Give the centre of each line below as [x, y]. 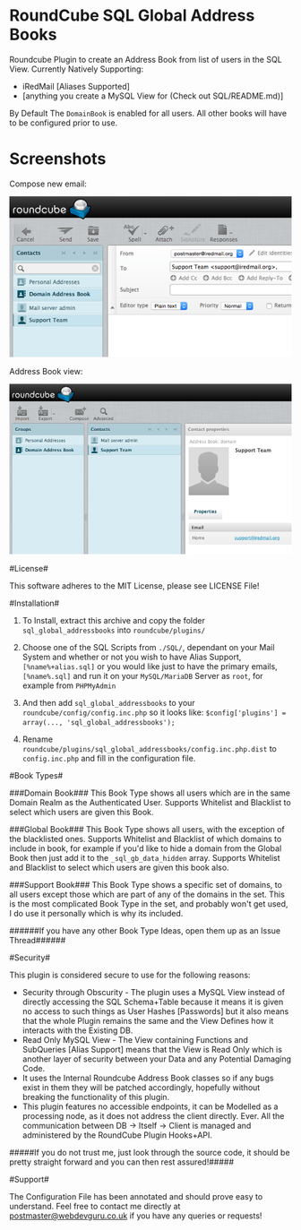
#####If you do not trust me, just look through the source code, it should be [150, 1153]
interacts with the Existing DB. [77, 1030]
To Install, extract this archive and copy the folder [114, 621]
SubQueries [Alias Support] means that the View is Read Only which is [152, 1050]
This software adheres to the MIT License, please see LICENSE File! [134, 586]
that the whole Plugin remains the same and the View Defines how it [148, 1021]
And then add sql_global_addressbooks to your [108, 703]
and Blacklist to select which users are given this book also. [120, 868]
